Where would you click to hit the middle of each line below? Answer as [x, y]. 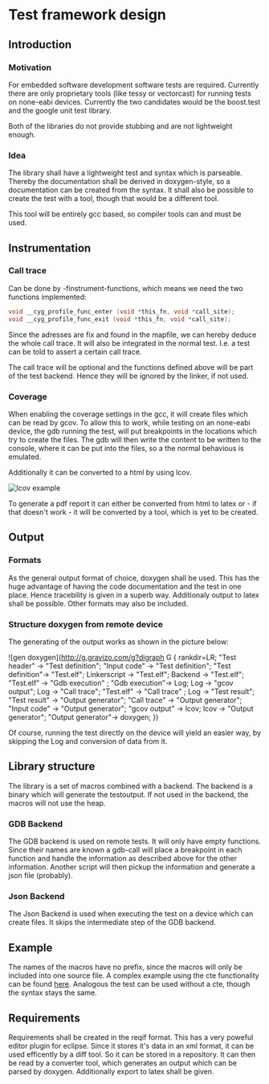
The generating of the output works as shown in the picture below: [118, 642]
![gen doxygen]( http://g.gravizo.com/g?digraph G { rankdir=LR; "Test [122, 657]
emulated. [25, 457]
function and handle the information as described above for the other [123, 858]
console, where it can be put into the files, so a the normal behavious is [126, 448]
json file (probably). [41, 875]
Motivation [30, 68]
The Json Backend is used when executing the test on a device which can [131, 914]
